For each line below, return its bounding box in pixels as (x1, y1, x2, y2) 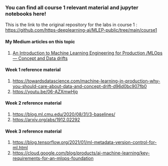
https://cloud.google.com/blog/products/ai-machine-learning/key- (12, 150, 150, 156)
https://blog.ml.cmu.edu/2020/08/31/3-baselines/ (12, 111, 115, 117)
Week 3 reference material (5, 128, 62, 134)
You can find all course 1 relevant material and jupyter (5, 4, 139, 11)
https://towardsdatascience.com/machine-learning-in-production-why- (12, 77, 160, 84)
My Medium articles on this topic (5, 38, 75, 44)
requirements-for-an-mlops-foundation (12, 155, 94, 161)
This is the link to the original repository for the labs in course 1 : (5, 22, 138, 28)
